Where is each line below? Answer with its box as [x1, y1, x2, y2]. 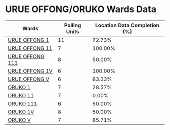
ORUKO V [8, 116, 31, 123]
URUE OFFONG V [8, 76, 50, 83]
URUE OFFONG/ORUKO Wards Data [5, 4, 157, 15]
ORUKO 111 [8, 100, 37, 107]
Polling [64, 22, 81, 29]
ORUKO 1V [8, 108, 34, 115]
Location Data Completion [95, 22, 160, 29]
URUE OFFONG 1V [8, 67, 53, 74]
